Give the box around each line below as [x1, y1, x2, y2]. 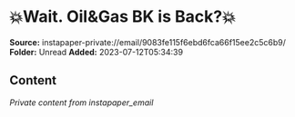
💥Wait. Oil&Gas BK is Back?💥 [9, 6, 237, 27]
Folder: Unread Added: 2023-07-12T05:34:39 [9, 46, 184, 57]
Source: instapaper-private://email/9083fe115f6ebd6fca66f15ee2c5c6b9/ [9, 36, 287, 47]
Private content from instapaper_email [9, 97, 154, 108]
